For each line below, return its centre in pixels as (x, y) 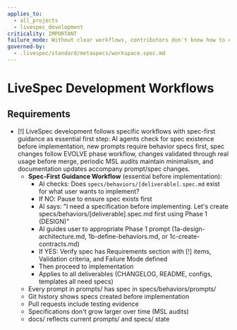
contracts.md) (59, 244)
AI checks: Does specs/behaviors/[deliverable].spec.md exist (129, 184)
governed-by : (26, 47)
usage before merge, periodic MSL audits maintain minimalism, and (115, 161)
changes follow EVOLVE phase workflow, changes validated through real (123, 153)
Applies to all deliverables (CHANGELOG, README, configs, (126, 273)
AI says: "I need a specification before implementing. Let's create (134, 206)
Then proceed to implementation (86, 266)
